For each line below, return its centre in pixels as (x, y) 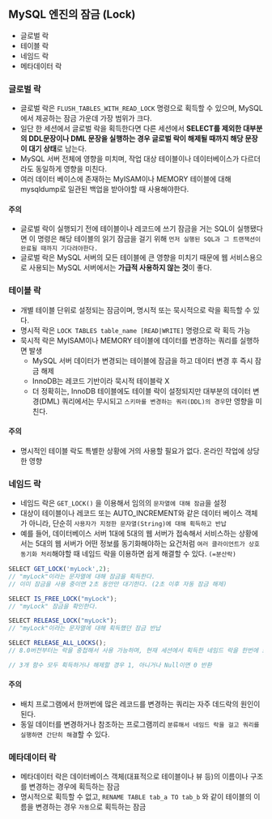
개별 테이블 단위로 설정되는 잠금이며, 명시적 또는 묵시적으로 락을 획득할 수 (136, 309)
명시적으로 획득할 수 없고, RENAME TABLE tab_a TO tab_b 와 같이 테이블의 (136, 797)
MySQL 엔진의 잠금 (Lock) (72, 15)
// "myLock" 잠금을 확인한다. (53, 606)
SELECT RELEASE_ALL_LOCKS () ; (57, 643)
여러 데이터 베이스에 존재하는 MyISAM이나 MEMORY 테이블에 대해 (126, 179)
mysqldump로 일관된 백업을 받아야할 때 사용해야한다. (104, 190)
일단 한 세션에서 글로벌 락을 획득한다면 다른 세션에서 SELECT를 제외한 (131, 129)
